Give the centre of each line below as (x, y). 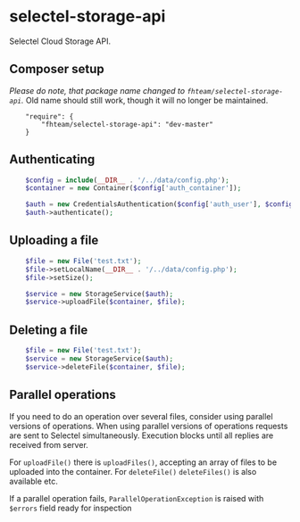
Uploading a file (54, 240)
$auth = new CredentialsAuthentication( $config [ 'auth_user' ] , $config (159, 204)
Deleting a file (49, 330)
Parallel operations (62, 395)
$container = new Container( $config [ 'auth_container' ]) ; (133, 188)
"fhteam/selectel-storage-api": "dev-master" (128, 124)
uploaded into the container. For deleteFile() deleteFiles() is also (133, 471)
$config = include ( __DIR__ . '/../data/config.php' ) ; (127, 180)
